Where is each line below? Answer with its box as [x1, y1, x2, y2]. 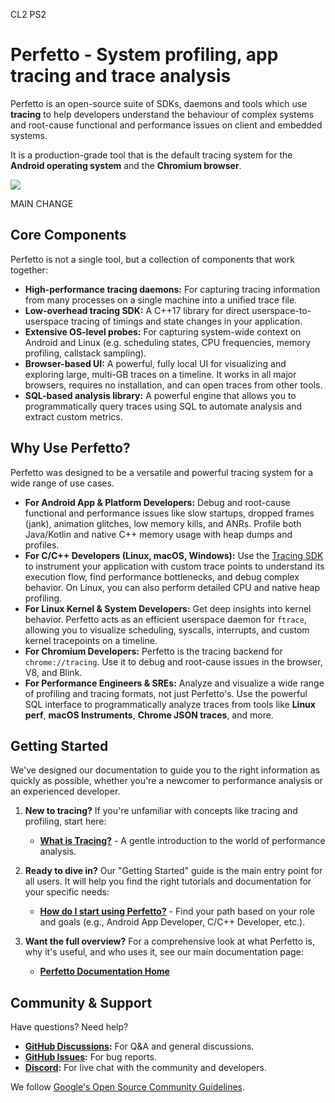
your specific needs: [24, 886, 110, 898]
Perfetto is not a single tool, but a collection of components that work [10, 253, 295, 265]
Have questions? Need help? [10, 1021, 129, 1033]
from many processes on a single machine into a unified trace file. [24, 294, 298, 306]
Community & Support [10, 994, 153, 1011]
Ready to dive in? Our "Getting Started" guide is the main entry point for [24, 865, 323, 877]
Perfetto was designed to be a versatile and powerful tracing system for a [10, 466, 314, 478]
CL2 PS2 [10, 9, 47, 20]
